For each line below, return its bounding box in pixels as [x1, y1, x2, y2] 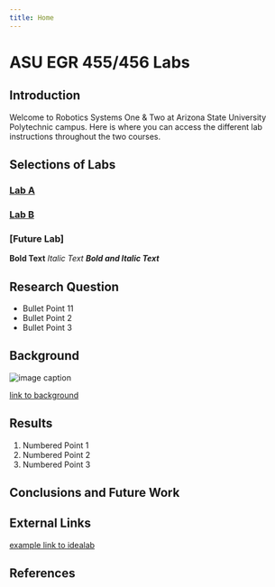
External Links [9, 516, 92, 531]
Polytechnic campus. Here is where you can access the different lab [9, 121, 263, 132]
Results [9, 416, 53, 431]
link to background [9, 390, 79, 400]
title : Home [9, 13, 54, 23]
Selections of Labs [9, 157, 116, 172]
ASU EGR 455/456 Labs [9, 51, 191, 72]
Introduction [9, 87, 81, 104]
